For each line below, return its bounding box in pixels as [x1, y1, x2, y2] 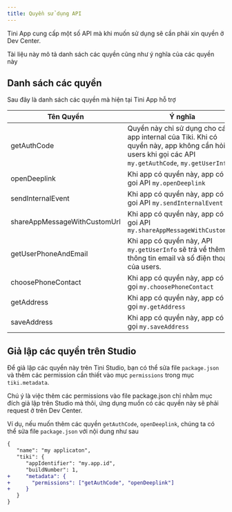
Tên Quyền [47, 112, 84, 122]
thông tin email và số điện [127, 253, 211, 263]
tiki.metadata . [7, 378, 50, 387]
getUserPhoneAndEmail [10, 249, 88, 259]
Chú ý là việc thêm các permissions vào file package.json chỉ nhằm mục [7, 392, 213, 400]
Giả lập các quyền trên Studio [7, 345, 137, 357]
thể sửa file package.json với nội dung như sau [7, 427, 139, 436]
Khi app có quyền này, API [127, 236, 213, 246]
